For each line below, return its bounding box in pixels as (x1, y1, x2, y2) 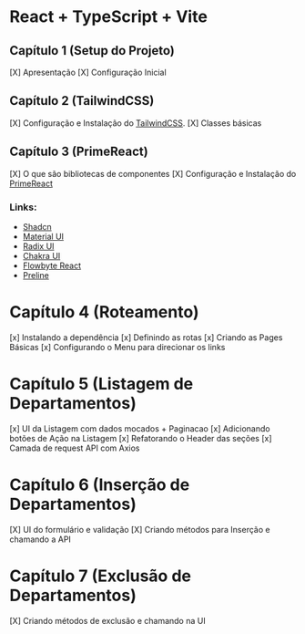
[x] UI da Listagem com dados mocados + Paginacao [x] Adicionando (9, 422, 270, 434)
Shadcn (22, 221, 52, 232)
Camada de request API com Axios (9, 442, 140, 453)
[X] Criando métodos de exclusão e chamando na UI (9, 615, 207, 626)
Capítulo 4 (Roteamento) (9, 302, 199, 323)
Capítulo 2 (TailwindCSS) (9, 93, 155, 109)
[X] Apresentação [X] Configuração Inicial (9, 67, 167, 78)
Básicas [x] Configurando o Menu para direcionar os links (9, 341, 226, 352)
